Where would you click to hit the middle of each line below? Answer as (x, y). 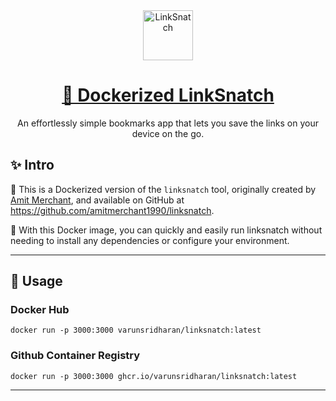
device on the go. (168, 133)
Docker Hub (40, 310)
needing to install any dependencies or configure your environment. (150, 240)
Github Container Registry (75, 356)
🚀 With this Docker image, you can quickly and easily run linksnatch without (166, 230)
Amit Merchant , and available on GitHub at (97, 200)
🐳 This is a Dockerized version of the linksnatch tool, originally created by (163, 189)
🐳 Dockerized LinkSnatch (168, 95)
